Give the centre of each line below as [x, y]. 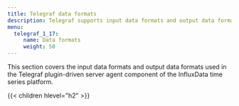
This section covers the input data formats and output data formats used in [117, 67]
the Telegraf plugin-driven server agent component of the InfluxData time [115, 74]
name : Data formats [52, 40]
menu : [15, 27]
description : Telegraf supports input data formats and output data [111, 20]
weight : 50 [39, 47]
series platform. [30, 82]
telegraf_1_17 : [36, 34]
